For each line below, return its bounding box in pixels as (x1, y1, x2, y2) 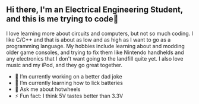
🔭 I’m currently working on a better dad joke (14, 73, 123, 80)
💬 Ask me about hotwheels (14, 86, 81, 93)
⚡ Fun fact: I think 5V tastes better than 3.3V (14, 92, 124, 99)
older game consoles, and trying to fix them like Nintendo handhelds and (6, 49, 184, 56)
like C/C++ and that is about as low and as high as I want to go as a (6, 36, 171, 43)
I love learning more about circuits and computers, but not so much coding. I (6, 30, 194, 37)
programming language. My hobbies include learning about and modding (6, 42, 185, 49)
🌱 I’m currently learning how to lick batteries (14, 79, 123, 86)
